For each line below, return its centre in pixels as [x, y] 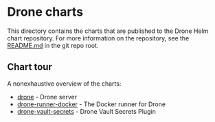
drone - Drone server [47, 97]
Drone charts [45, 12]
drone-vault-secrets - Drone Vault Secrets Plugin [86, 111]
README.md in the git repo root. [53, 45]
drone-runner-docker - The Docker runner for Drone [91, 104]
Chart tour [30, 67]
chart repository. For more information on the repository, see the [98, 38]
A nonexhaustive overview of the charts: [64, 84]
